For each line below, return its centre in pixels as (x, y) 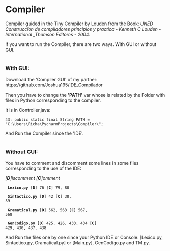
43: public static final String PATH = (48, 119)
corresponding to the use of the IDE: (43, 168)
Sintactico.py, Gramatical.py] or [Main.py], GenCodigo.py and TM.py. (78, 243)
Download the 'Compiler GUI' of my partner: (51, 79)
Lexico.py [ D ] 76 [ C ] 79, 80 (38, 188)
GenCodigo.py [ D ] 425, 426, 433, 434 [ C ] (52, 223)
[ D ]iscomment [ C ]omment (33, 178)
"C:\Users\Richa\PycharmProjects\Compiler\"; (54, 124)
